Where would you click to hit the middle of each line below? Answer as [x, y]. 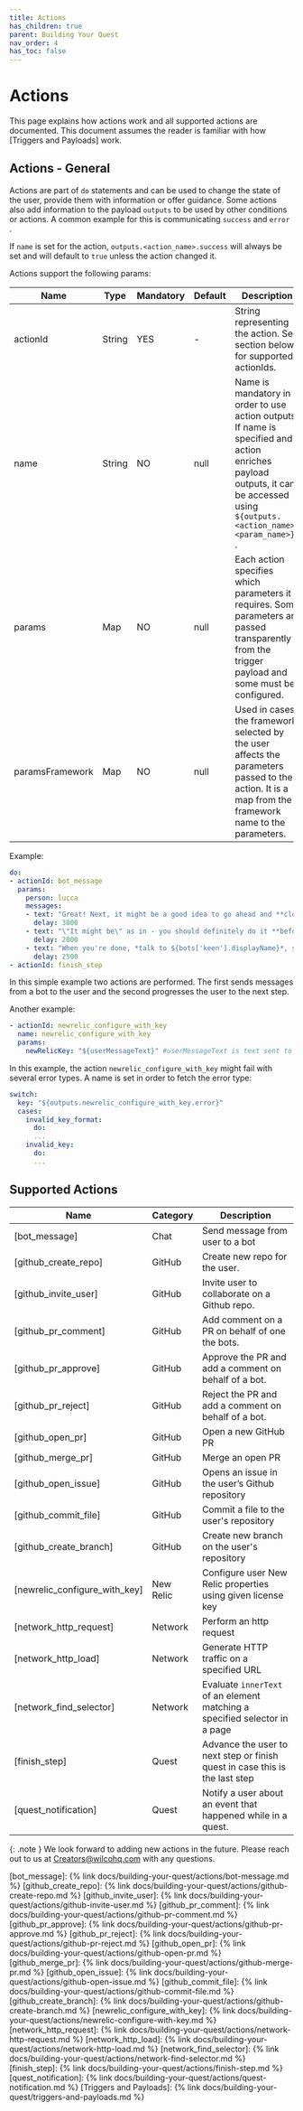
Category [173, 1215]
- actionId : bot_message [56, 881]
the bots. [220, 1342]
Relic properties [235, 1583]
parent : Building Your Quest [64, 34]
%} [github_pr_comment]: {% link [207, 1905]
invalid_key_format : [64, 1120]
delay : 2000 [55, 939]
